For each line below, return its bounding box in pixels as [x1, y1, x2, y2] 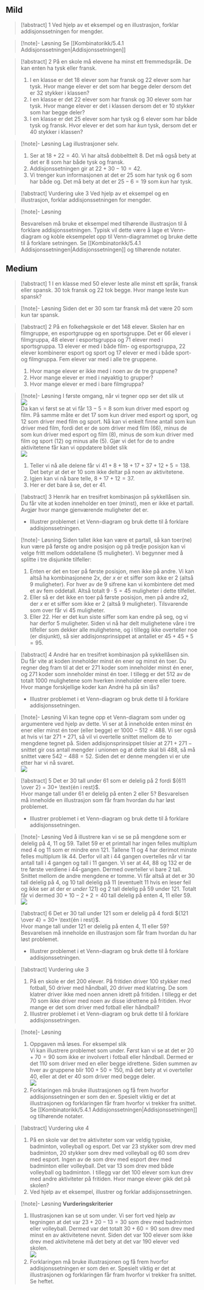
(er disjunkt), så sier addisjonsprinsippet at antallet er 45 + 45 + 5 [29, 632, 194, 639]
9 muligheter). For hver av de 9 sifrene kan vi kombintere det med [29, 580, 195, 588]
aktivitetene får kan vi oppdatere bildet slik [20, 443, 128, 451]
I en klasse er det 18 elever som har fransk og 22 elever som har [29, 76, 191, 83]
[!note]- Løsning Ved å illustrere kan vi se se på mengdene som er [20, 833, 187, 840]
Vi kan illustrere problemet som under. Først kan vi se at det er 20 [29, 1047, 194, 1054]
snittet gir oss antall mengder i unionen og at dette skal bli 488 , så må [20, 746, 195, 753]
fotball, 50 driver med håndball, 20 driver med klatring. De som [29, 984, 188, 991]
